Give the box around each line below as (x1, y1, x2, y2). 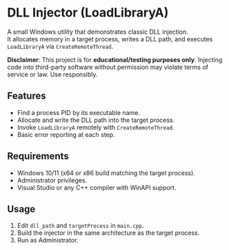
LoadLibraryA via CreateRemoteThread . (7, 42, 114, 50)
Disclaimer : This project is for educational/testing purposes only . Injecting (7, 55, 223, 63)
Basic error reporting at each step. (17, 130, 115, 138)
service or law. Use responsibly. (7, 70, 98, 79)
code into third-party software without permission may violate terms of (7, 63, 209, 71)
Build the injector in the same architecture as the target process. (17, 229, 200, 237)
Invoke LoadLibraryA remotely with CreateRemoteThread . (17, 123, 175, 132)
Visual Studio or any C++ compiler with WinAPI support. (17, 183, 177, 191)
